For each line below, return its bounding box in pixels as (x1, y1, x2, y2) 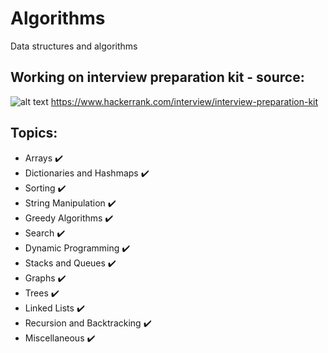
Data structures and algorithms (10, 40, 138, 52)
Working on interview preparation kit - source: (10, 69, 305, 86)
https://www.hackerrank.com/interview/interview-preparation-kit (50, 95, 319, 107)
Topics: (10, 125, 58, 142)
